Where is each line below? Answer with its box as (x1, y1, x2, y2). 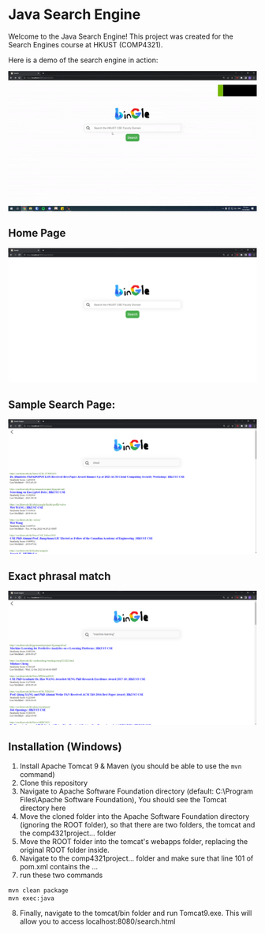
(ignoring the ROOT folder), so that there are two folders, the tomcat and (19, 820, 256, 829)
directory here (19, 803, 66, 813)
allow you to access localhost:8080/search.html (19, 917, 176, 926)
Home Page (8, 226, 66, 240)
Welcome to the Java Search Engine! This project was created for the (8, 32, 234, 41)
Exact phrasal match (8, 570, 111, 583)
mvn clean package (8, 886, 69, 895)
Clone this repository (19, 778, 88, 787)
